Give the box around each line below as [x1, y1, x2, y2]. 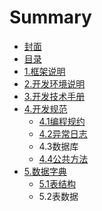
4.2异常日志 [38, 127, 88, 140]
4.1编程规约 [38, 115, 86, 127]
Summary [9, 6, 92, 29]
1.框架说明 [23, 65, 66, 77]
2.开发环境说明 [23, 77, 86, 90]
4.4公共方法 [38, 152, 89, 165]
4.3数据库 [38, 140, 79, 152]
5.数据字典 [23, 165, 67, 177]
